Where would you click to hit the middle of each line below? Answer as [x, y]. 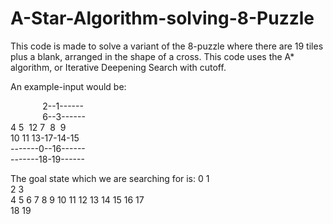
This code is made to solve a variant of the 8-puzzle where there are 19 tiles [167, 46]
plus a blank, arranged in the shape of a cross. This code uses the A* [152, 56]
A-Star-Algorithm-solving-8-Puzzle [162, 18]
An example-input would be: [68, 86]
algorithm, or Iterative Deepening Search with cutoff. [118, 67]
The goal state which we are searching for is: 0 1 [110, 178]
